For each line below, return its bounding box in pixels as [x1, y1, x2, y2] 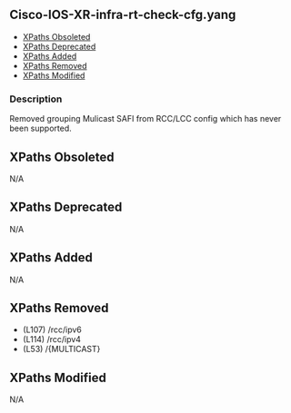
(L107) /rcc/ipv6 [22, 324, 82, 335]
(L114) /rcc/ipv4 [22, 334, 82, 345]
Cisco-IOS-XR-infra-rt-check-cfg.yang [9, 7, 236, 23]
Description [9, 93, 63, 105]
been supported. [9, 123, 73, 134]
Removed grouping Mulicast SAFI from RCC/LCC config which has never [9, 113, 282, 124]
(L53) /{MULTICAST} [22, 344, 101, 355]
